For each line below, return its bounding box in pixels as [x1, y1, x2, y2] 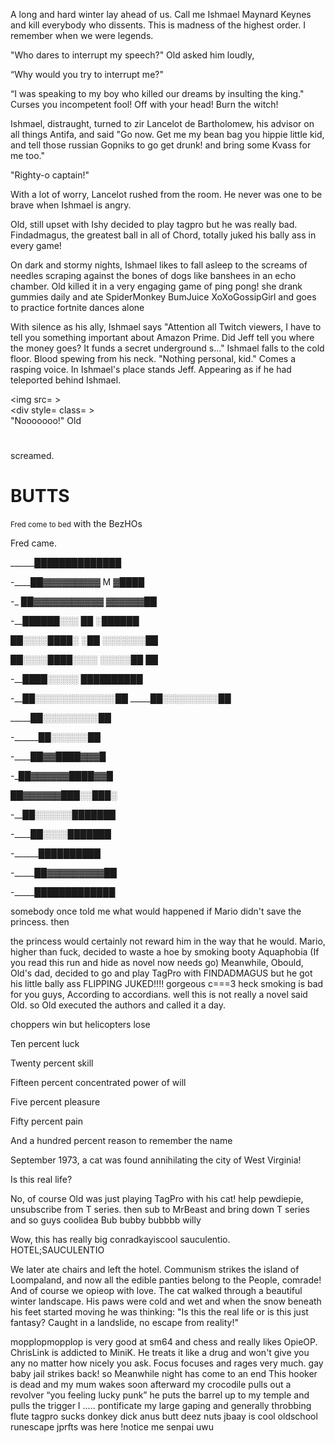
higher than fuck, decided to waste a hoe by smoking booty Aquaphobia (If [10, 946, 320, 958]
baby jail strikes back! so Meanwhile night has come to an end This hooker [10, 1368, 318, 1380]
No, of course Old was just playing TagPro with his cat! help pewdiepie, [10, 1193, 304, 1205]
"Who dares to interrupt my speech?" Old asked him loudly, [10, 49, 255, 61]
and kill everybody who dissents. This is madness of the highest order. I [10, 19, 306, 31]
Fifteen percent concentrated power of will [10, 1077, 187, 1089]
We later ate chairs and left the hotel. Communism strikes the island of [10, 1264, 300, 1276]
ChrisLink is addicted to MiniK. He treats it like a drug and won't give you [10, 1347, 310, 1359]
